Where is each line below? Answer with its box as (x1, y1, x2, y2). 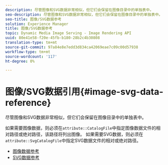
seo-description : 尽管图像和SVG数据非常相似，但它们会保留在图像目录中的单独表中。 (5, 12, 162, 17)
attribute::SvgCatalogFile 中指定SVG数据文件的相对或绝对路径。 (5, 137, 141, 143)
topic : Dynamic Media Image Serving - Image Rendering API (5, 31, 132, 36)
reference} (5, 97, 51, 108)
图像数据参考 (12, 148, 39, 154)
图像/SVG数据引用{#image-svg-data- (5, 86, 163, 98)
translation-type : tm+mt (5, 40, 57, 45)
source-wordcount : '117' (5, 54, 57, 59)
